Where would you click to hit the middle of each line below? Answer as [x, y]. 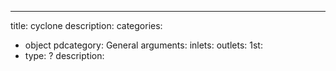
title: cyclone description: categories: [86, 25]
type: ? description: [64, 55]
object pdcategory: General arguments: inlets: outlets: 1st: [143, 45]
